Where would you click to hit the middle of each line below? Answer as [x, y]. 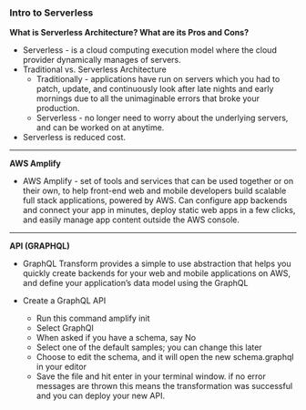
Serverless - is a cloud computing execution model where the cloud [150, 50]
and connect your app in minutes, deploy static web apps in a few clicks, [159, 210]
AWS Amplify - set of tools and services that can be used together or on [158, 181]
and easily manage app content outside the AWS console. [131, 220]
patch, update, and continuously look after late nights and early [155, 89]
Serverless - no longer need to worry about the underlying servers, [162, 118]
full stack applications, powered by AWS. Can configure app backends [155, 200]
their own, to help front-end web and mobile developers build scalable [154, 191]
